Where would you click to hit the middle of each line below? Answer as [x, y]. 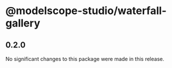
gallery [23, 23]
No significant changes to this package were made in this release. [85, 59]
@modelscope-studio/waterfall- [86, 11]
